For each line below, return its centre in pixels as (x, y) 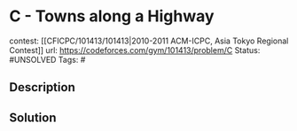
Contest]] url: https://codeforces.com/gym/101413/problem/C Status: (135, 50)
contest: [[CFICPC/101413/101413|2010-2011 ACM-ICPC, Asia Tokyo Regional (149, 41)
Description (42, 87)
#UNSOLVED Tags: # (47, 59)
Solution (33, 117)
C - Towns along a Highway (112, 16)
